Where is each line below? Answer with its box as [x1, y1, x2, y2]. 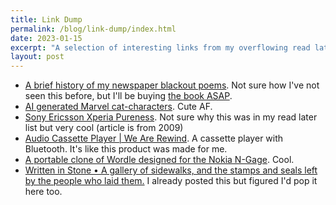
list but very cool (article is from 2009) [24, 122, 184, 134]
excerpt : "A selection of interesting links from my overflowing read [10, 42, 311, 53]
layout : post [10, 52, 65, 62]
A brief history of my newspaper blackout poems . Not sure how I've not [24, 79, 320, 91]
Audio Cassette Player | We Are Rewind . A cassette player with [24, 132, 284, 145]
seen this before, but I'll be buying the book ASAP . [24, 90, 233, 102]
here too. [24, 186, 63, 198]
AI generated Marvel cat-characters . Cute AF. [24, 101, 213, 113]
